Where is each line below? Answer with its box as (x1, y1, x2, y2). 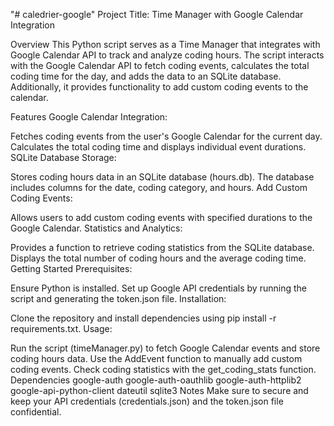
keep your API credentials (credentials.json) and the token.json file (10, 395, 284, 407)
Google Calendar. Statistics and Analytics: (10, 222, 183, 234)
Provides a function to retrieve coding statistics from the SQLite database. (10, 242, 315, 253)
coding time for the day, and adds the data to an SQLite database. (10, 70, 282, 82)
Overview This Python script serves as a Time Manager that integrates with (10, 39, 321, 50)
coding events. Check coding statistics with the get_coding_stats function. (10, 364, 317, 375)
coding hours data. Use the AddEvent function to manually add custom (10, 353, 303, 364)
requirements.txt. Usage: (10, 323, 113, 334)
